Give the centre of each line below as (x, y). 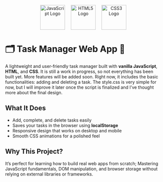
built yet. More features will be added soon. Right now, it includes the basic (82, 76)
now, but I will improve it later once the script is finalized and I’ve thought (80, 87)
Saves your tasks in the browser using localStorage (65, 125)
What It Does (26, 108)
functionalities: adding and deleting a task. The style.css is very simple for (81, 82)
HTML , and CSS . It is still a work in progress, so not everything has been (79, 71)
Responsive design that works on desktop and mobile (67, 130)
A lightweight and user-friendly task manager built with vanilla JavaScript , (81, 66)
